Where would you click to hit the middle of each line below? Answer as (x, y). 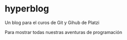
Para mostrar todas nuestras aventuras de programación (63, 32)
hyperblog (27, 9)
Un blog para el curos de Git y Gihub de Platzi (52, 22)
